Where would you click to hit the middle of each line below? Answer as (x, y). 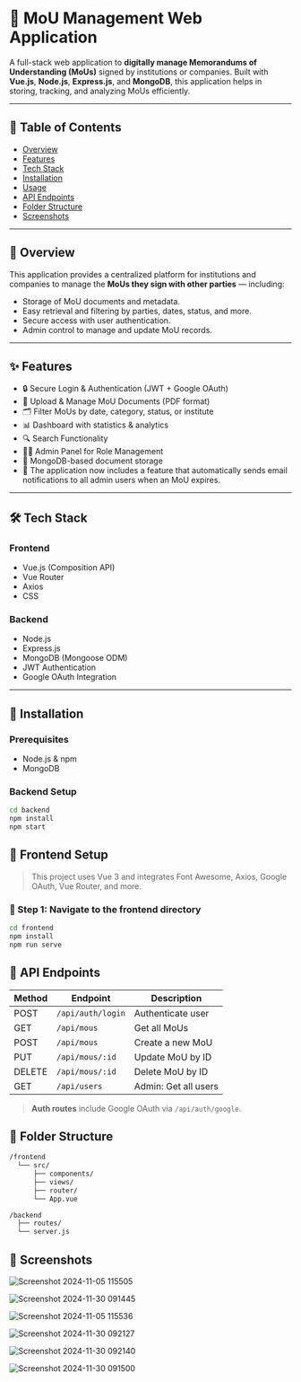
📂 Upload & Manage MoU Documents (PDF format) (116, 401)
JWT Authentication (59, 667)
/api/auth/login (91, 1013)
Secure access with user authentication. (96, 320)
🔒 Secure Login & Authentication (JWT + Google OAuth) (125, 389)
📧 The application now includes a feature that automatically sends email (155, 471)
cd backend (30, 810)
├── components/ (63, 1174)
